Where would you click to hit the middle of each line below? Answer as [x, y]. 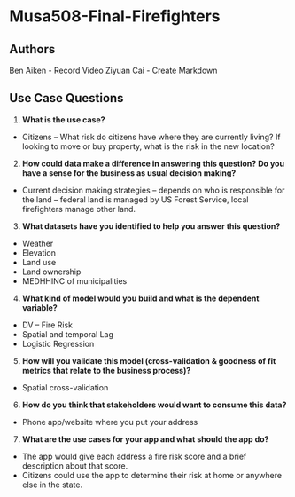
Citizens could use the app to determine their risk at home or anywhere [151, 475]
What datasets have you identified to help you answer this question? [151, 226]
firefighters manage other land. [78, 209]
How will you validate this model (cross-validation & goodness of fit [149, 360]
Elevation [39, 252]
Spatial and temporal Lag [67, 334]
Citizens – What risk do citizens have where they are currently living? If [151, 137]
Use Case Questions [66, 98]
